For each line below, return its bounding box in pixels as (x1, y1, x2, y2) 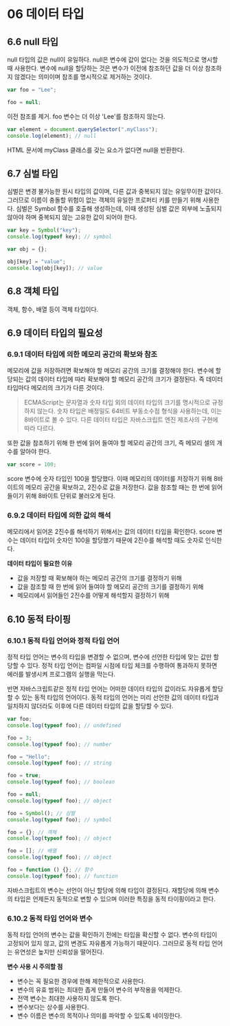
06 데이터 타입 (7, 6, 84, 22)
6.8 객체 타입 (7, 285, 60, 297)
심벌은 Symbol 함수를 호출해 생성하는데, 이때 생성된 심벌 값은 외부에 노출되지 (16, 205, 222, 213)
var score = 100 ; (7, 461, 57, 469)
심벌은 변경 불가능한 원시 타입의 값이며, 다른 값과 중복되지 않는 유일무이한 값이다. (7, 187, 223, 196)
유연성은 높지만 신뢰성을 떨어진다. (14, 948, 104, 956)
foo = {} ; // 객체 (7, 828, 57, 836)
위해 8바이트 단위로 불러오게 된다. (25, 492, 115, 500)
